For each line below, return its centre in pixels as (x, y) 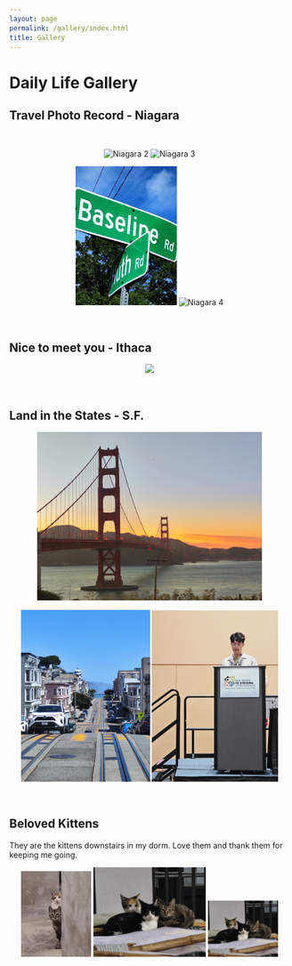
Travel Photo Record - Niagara (94, 115)
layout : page (33, 19)
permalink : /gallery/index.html (69, 28)
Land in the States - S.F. (77, 415)
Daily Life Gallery (73, 82)
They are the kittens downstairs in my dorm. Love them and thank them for (146, 845)
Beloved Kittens (54, 824)
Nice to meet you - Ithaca (81, 347)
